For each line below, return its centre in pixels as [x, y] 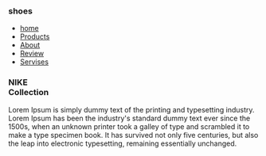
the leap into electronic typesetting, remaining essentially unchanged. [123, 143]
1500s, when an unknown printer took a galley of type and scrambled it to [129, 126]
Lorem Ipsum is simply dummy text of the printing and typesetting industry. [131, 109]
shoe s [21, 11]
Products [35, 36]
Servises [34, 62]
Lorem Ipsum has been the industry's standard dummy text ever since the [129, 118]
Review [32, 54]
